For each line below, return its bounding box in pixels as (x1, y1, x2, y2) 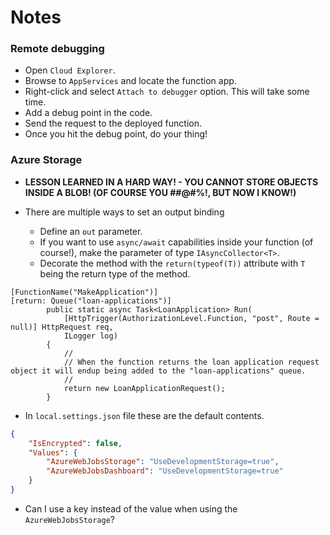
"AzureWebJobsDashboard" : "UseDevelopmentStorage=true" (46, 466, 284, 476)
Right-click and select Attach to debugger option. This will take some (24, 86, 310, 98)
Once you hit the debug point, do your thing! (24, 128, 208, 140)
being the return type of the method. (39, 267, 191, 280)
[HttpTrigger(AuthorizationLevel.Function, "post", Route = (63, 313, 320, 323)
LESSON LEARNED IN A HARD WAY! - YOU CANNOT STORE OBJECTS (24, 176, 319, 188)
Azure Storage (10, 153, 83, 167)
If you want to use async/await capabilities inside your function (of (39, 236, 314, 248)
